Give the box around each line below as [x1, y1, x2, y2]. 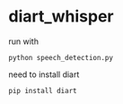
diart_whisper [8, 6, 114, 27]
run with [8, 36, 40, 47]
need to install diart [8, 69, 80, 80]
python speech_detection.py [8, 53, 114, 62]
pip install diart [8, 86, 77, 95]
